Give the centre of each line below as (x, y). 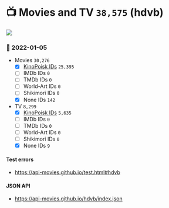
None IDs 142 (39, 100)
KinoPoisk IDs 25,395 (49, 67)
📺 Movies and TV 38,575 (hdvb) (85, 13)
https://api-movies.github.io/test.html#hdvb (67, 172)
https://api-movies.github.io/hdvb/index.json (69, 199)
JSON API (18, 186)
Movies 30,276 (32, 60)
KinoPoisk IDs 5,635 (47, 112)
